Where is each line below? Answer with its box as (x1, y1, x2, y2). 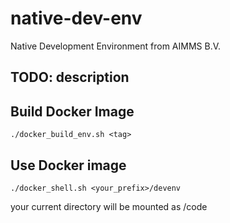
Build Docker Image (10, 103, 135, 120)
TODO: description (10, 69, 130, 86)
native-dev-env (10, 7, 143, 30)
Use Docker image (10, 157, 127, 174)
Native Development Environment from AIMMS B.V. (10, 40, 222, 52)
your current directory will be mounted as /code (10, 200, 208, 212)
